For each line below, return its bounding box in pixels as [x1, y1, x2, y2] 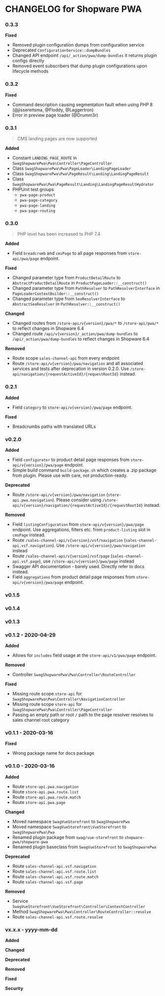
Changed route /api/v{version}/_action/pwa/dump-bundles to [12, 331, 138, 337]
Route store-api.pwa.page [12, 799, 66, 805]
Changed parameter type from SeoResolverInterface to [12, 296, 125, 302]
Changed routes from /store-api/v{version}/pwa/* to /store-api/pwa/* [12, 320, 159, 326]
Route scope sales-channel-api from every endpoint [12, 355, 120, 361]
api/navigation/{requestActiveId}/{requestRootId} [12, 372, 119, 377]
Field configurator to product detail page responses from [12, 457, 130, 463]
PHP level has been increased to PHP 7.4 [17, 231, 101, 237]
